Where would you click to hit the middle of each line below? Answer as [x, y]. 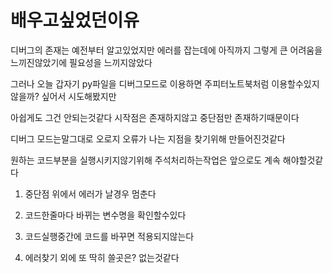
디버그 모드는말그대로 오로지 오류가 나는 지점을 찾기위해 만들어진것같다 [148, 138]
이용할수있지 [295, 83]
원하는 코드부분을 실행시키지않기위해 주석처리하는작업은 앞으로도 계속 [145, 160]
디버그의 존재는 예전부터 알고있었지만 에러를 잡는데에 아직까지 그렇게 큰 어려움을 [166, 50]
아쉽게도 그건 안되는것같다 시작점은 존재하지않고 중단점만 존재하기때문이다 [155, 117]
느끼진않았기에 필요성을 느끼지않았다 [81, 62]
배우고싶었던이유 [75, 20]
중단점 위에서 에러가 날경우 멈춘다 [90, 193]
